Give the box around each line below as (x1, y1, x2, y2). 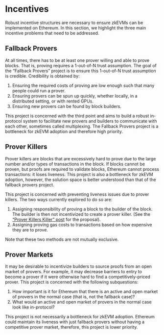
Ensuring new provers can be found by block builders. (12, 103, 121, 109)
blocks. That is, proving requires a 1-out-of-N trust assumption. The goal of (5, 62, 157, 68)
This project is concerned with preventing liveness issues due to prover (5, 191, 149, 197)
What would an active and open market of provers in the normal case (12, 299, 152, 305)
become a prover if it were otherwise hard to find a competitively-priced (5, 274, 151, 280)
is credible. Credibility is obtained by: (5, 73, 80, 79)
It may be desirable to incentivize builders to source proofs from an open (5, 263, 152, 269)
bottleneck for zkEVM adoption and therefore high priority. (5, 129, 123, 134)
